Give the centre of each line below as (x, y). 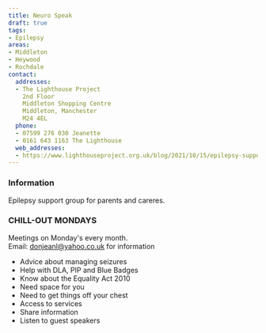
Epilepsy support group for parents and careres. (87, 200)
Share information (49, 312)
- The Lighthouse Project (58, 89)
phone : (26, 126)
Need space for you (52, 286)
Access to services (51, 303)
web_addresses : (40, 148)
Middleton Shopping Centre (67, 104)
